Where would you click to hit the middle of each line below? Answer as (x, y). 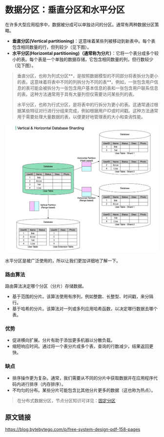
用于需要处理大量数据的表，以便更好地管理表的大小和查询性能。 (81, 117)
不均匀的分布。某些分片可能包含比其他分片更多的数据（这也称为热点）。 (84, 390)
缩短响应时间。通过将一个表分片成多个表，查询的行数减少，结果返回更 (83, 346)
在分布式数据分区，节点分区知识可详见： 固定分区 (66, 400)
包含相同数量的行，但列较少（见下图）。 (52, 47)
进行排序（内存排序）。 (43, 384)
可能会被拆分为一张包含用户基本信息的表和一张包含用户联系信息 (94, 88)
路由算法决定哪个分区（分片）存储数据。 (46, 286)
